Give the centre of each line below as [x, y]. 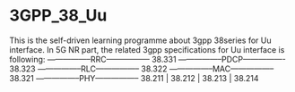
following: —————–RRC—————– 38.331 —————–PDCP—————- [148, 59]
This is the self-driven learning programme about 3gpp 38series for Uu [140, 40]
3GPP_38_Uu [58, 16]
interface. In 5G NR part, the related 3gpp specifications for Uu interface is [147, 49]
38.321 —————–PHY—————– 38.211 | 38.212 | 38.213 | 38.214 [134, 78]
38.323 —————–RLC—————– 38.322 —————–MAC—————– [142, 69]
